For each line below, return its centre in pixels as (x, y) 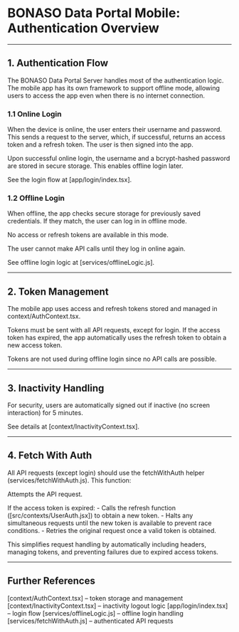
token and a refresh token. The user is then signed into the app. (100, 144)
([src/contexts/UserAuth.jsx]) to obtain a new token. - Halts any (100, 515)
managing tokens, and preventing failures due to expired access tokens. (113, 552)
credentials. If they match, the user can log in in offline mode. (97, 221)
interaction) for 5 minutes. (45, 412)
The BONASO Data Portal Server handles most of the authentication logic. (116, 80)
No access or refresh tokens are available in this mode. (88, 235)
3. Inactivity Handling (56, 388)
